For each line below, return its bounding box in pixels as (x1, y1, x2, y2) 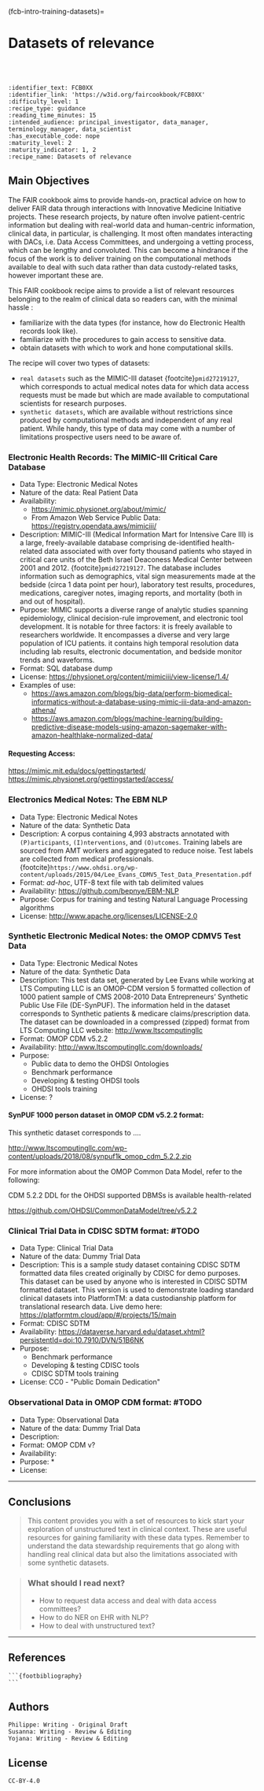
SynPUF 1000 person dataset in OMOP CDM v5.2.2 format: (8, 1110, 204, 1120)
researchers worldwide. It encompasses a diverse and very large (19, 630, 230, 640)
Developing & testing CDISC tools (31, 1361, 140, 1370)
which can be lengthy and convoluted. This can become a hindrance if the (8, 245, 249, 255)
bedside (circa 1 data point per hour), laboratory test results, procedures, (19, 580, 255, 589)
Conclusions (8, 1496, 71, 1509)
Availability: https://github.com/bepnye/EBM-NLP (19, 886, 179, 895)
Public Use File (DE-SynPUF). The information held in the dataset (19, 1000, 230, 1009)
